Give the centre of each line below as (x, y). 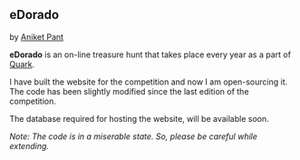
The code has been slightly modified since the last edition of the (129, 91)
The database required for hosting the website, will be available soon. (139, 118)
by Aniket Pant (37, 36)
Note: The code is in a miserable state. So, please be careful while (134, 136)
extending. (29, 145)
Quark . (22, 64)
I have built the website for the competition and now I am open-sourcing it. (149, 82)
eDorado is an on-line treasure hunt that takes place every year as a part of (150, 55)
